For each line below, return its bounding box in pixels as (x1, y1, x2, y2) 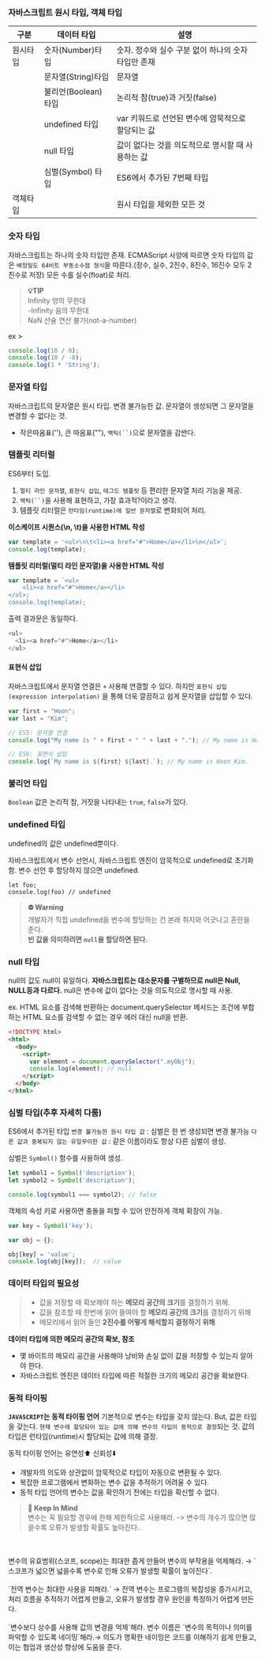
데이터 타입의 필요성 (8, 1278, 80, 1289)
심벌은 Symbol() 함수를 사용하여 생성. (8, 1153, 123, 1163)
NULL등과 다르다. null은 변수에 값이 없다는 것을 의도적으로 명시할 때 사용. (8, 986, 233, 995)
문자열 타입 (8, 381, 48, 392)
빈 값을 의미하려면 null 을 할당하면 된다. (27, 934, 148, 944)
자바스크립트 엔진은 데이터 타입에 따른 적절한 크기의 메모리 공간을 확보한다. (19, 1370, 250, 1380)
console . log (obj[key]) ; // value (8, 1258, 122, 1266)
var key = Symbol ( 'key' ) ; (8, 1222, 93, 1229)
